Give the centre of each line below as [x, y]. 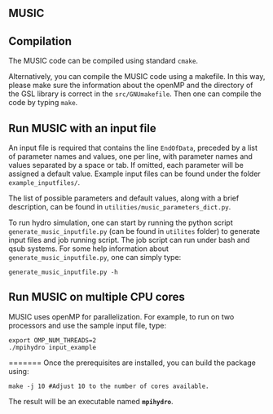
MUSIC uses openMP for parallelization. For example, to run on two [121, 316]
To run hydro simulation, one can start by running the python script [121, 222]
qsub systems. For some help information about [89, 249]
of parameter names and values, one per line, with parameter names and [130, 156]
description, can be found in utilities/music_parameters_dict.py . [120, 207]
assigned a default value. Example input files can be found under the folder [134, 174]
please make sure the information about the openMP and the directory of [131, 86]
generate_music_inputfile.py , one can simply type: [95, 258]
